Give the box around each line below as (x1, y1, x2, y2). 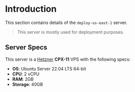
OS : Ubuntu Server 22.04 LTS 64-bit (12, 66, 86, 71)
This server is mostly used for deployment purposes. (17, 29, 124, 35)
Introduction (5, 3, 57, 15)
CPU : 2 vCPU (12, 71, 40, 77)
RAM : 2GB (12, 76, 34, 82)
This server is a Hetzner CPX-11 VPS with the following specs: (5, 56, 131, 62)
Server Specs (5, 43, 48, 52)
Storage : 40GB (12, 81, 43, 87)
